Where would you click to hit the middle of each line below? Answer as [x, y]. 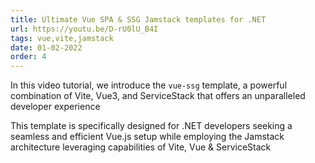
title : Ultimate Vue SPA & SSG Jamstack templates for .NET [138, 19]
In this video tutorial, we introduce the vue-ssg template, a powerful [149, 85]
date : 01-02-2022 [46, 47]
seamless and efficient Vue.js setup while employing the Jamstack [147, 137]
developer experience [55, 107]
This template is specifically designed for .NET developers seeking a [151, 126]
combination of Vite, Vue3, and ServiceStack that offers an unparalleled [158, 96]
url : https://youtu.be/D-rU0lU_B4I [84, 29]
